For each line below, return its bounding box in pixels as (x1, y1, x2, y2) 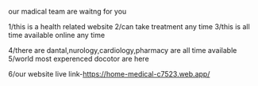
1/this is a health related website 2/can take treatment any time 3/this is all (8, 22, 250, 31)
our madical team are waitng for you (8, 7, 127, 16)
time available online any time (8, 31, 106, 39)
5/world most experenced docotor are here (8, 54, 149, 63)
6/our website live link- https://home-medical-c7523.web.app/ (8, 69, 210, 78)
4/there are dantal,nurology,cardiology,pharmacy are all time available (8, 46, 237, 54)
